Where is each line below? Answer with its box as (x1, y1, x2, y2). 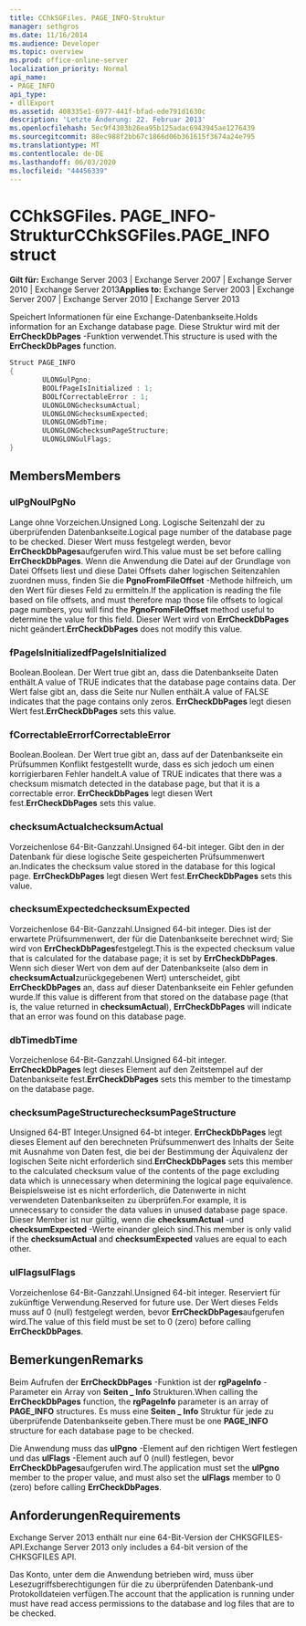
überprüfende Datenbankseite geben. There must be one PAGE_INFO (9, 1415, 269, 1426)
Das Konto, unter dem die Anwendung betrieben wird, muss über (9, 1569, 254, 1580)
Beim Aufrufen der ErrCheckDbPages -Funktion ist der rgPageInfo (9, 1376, 262, 1388)
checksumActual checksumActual (9, 821, 164, 834)
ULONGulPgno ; (42, 375, 92, 384)
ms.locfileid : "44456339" (9, 166, 108, 175)
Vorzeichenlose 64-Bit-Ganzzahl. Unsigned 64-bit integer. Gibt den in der (9, 841, 285, 852)
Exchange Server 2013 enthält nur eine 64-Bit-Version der (9, 1532, 228, 1543)
